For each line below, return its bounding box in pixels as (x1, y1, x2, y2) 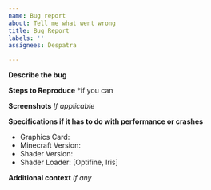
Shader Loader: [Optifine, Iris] (19, 157, 118, 168)
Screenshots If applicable (8, 101, 95, 111)
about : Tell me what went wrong (8, 19, 116, 27)
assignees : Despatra (8, 42, 78, 49)
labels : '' (8, 34, 45, 42)
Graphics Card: (19, 133, 70, 142)
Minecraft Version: (19, 141, 82, 150)
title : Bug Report (8, 26, 70, 34)
